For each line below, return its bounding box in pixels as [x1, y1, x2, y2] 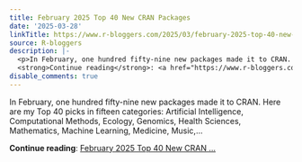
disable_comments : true [9, 72, 99, 81]
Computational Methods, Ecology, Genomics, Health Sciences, [9, 115, 242, 126]
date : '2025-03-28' [9, 22, 83, 31]
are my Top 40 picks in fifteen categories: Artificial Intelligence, [9, 105, 244, 117]
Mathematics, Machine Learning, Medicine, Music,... [9, 125, 203, 136]
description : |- [9, 47, 70, 56]
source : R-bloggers [9, 38, 83, 48]
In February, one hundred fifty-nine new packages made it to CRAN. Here [9, 96, 281, 107]
